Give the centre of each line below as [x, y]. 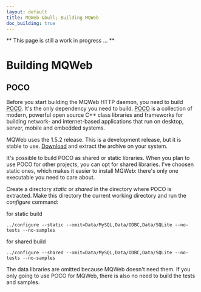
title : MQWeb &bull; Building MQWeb [53, 18]
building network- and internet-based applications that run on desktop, [95, 122]
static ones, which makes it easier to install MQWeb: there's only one [93, 171]
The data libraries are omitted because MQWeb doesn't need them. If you [98, 269]
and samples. [23, 282]
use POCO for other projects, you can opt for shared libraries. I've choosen [100, 164]
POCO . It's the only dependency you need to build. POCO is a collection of [99, 109]
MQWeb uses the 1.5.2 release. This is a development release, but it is [94, 140]
